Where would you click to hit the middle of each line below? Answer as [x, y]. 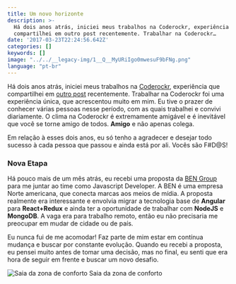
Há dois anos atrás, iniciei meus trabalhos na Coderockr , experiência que [114, 86]
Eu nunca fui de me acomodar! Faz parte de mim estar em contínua [105, 237]
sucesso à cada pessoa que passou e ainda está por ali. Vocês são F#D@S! [118, 144]
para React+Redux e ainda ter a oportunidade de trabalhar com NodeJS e [116, 208]
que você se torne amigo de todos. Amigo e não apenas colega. [101, 123]
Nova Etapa [28, 163]
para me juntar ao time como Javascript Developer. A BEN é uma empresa [115, 186]
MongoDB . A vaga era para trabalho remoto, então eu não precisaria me [113, 216]
